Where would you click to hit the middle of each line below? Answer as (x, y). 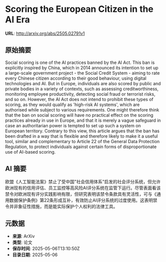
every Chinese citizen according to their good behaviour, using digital (76, 78)
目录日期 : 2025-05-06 (35, 255)
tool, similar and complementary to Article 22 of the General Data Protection (82, 141)
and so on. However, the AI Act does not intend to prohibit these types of (79, 99)
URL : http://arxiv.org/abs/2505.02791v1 (45, 33)
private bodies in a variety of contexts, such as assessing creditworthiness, (82, 89)
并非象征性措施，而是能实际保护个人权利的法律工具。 (63, 206)
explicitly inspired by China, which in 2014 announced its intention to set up (82, 67)
